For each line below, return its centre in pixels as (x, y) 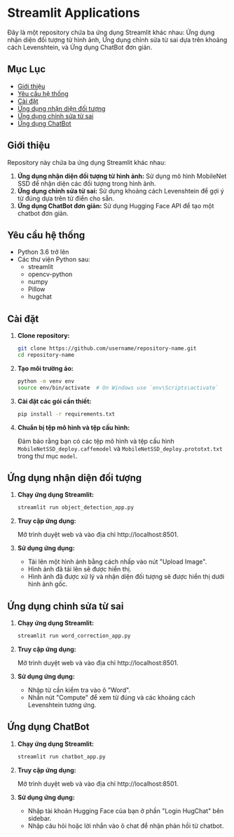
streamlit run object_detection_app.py (76, 508)
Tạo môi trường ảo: (45, 368)
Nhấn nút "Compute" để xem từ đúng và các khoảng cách (111, 697)
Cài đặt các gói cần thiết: (54, 401)
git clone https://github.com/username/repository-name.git (107, 348)
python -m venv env (46, 381)
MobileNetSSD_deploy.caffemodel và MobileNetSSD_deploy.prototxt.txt (120, 448)
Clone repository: (43, 336)
